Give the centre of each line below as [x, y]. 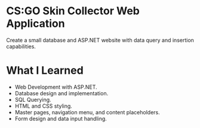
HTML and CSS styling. [44, 106]
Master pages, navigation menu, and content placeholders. [87, 112]
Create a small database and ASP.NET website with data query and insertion [100, 40]
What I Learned [45, 71]
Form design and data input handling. [61, 118]
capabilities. [21, 46]
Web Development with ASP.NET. [56, 87]
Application [36, 24]
